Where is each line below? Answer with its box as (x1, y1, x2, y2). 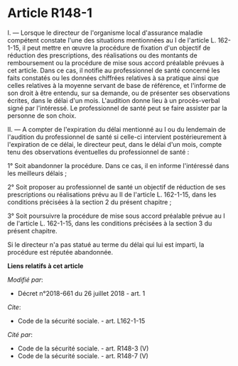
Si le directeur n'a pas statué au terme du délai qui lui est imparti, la (7, 240, 205, 249)
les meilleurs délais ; (7, 169, 67, 177)
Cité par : (7, 330, 33, 338)
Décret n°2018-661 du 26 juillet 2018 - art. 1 (17, 289, 146, 297)
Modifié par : (7, 275, 44, 284)
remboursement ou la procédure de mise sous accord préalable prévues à (7, 58, 225, 67)
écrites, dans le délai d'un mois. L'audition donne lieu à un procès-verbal (7, 96, 220, 104)
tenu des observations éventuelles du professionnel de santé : (7, 148, 190, 156)
